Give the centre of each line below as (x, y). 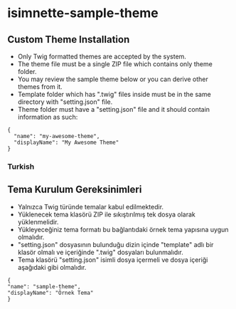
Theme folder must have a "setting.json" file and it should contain (114, 109)
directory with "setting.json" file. (65, 102)
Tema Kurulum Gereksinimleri (75, 190)
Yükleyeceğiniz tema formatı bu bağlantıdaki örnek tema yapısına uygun (123, 229)
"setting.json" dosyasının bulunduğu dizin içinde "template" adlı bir (116, 244)
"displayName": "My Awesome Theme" (66, 142)
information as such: (48, 117)
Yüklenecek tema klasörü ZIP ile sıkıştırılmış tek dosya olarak (106, 214)
